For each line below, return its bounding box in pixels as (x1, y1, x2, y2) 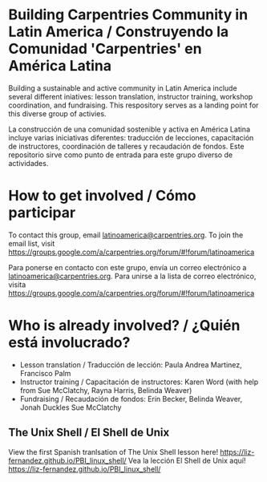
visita (8, 279, 26, 290)
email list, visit (8, 238, 55, 248)
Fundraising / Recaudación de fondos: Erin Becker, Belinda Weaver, (19, 394, 243, 403)
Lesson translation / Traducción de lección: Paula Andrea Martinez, (19, 359, 242, 370)
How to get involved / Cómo (8, 187, 196, 205)
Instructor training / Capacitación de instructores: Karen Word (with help (19, 377, 259, 387)
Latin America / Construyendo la (8, 22, 229, 41)
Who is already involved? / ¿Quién (8, 317, 241, 334)
